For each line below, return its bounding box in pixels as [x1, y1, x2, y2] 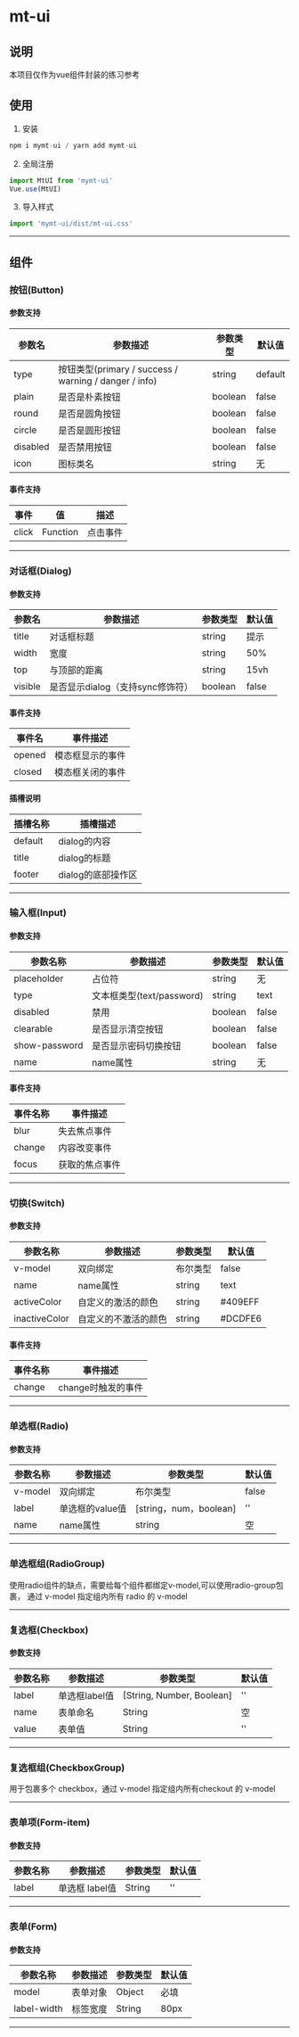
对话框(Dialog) [9, 565, 72, 577]
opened [13, 749, 46, 762]
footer [13, 868, 40, 880]
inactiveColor [13, 1313, 69, 1325]
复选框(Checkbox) [9, 1623, 89, 1636]
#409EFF [220, 1296, 260, 1308]
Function [41, 526, 78, 539]
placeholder [13, 972, 64, 985]
